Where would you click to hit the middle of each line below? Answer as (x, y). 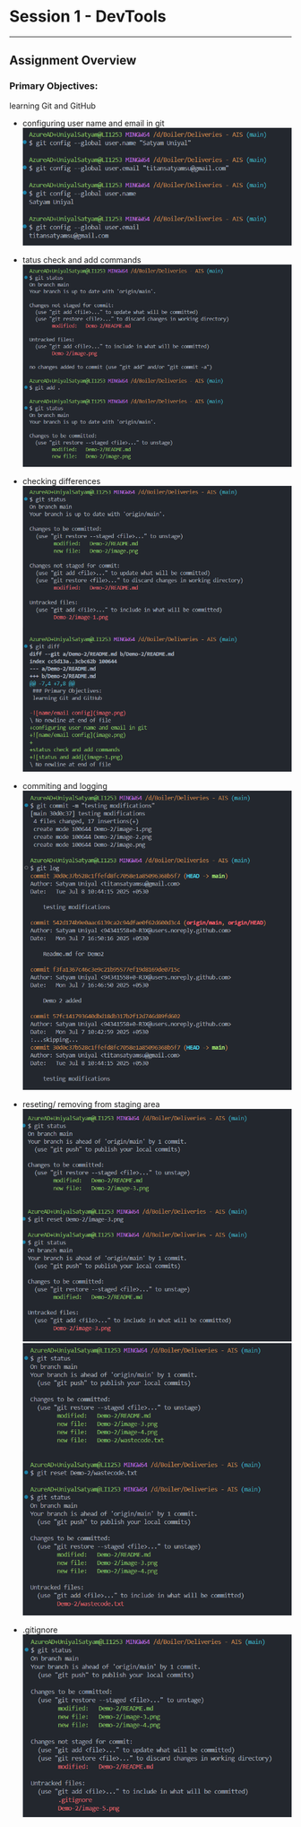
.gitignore (40, 1630)
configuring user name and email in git (93, 123)
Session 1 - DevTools (88, 17)
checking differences (61, 481)
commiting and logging (64, 786)
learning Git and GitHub (53, 106)
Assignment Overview (73, 61)
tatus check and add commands (82, 260)
